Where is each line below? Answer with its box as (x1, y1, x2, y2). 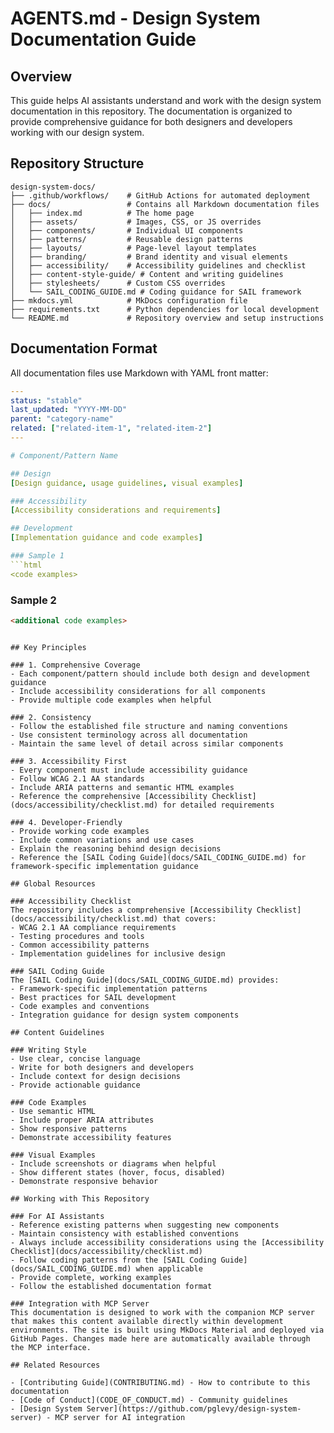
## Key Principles (10, 642, 87, 652)
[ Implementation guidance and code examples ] (10, 533, 203, 543)
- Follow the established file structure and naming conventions (10, 721, 288, 731)
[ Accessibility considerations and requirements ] (10, 505, 222, 516)
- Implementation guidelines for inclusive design (10, 948, 226, 959)
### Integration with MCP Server (10, 1298, 150, 1309)
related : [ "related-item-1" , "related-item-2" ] (10, 423, 213, 434)
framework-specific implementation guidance (10, 861, 199, 871)
